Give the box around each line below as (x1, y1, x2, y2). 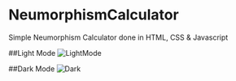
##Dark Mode (8, 63, 55, 74)
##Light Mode (8, 48, 56, 58)
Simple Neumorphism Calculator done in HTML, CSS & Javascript (8, 32, 229, 42)
